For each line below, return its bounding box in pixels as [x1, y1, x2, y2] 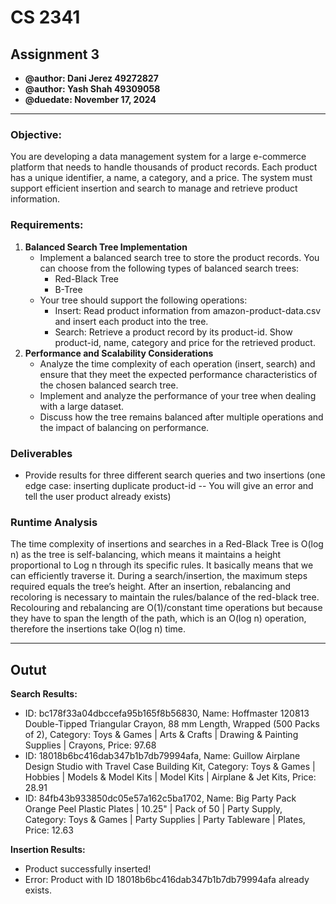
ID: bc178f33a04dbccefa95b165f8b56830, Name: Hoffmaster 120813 [24, 707, 310, 719]
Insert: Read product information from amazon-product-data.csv [54, 304, 322, 316]
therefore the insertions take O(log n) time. [10, 623, 186, 635]
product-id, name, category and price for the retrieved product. [54, 336, 316, 348]
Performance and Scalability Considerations [24, 347, 214, 359]
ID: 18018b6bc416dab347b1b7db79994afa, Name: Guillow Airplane [24, 750, 301, 761]
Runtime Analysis [10, 515, 98, 529]
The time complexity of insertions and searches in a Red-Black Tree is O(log [10, 538, 324, 550]
